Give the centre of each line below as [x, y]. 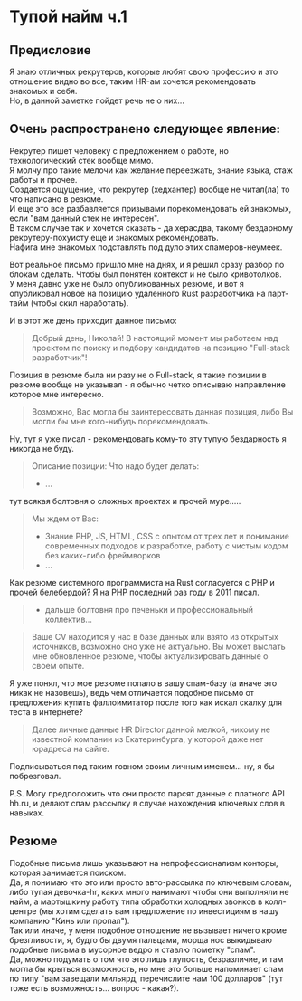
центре [24, 910]
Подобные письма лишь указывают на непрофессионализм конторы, [144, 863]
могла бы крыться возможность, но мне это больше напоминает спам [146, 968]
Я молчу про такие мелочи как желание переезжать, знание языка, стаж [151, 170]
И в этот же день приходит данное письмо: [94, 320]
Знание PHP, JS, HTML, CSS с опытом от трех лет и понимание [167, 536]
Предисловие [50, 50]
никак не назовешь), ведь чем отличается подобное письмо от [132, 692]
